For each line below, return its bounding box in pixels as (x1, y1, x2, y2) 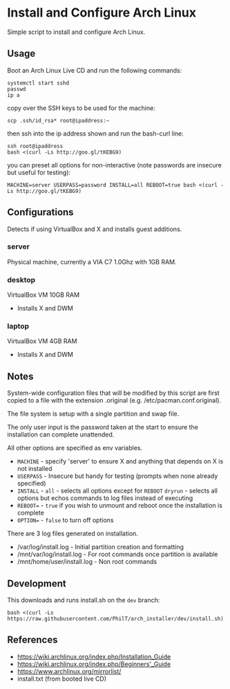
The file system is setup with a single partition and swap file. (7, 410, 180, 418)
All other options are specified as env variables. (7, 444, 143, 452)
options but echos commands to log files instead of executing (17, 494, 193, 502)
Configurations (7, 206, 74, 219)
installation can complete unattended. (7, 430, 115, 439)
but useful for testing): (7, 168, 71, 176)
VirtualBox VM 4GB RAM (7, 337, 77, 345)
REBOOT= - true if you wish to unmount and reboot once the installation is (17, 502, 223, 510)
